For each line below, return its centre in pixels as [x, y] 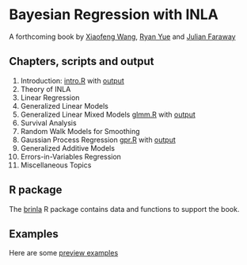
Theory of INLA [46, 89]
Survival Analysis [49, 123]
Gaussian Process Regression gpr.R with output [98, 140]
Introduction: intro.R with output [72, 80]
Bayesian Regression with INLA [114, 15]
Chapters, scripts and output [82, 61]
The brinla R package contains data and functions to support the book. [124, 209]
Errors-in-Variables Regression [71, 156]
